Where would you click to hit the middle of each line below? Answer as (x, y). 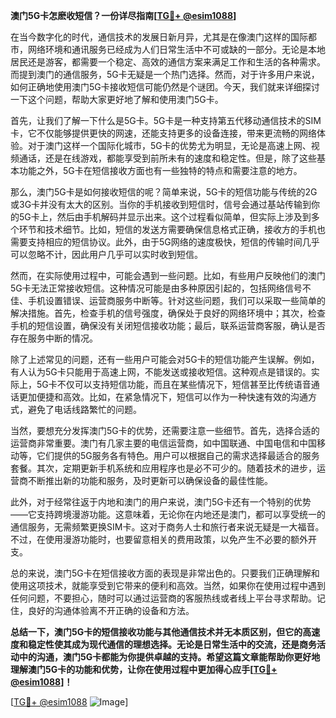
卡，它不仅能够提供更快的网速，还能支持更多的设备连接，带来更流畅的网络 (163, 133)
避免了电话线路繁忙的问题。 (84, 409)
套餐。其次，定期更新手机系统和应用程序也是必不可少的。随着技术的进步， (163, 468)
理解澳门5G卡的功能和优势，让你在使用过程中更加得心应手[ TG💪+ (144, 669)
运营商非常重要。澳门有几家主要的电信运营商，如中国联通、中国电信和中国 (163, 443)
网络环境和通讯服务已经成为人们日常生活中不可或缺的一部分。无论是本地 (176, 49)
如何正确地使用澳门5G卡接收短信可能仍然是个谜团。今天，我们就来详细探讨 (165, 87)
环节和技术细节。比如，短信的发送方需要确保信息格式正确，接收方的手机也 (172, 229)
